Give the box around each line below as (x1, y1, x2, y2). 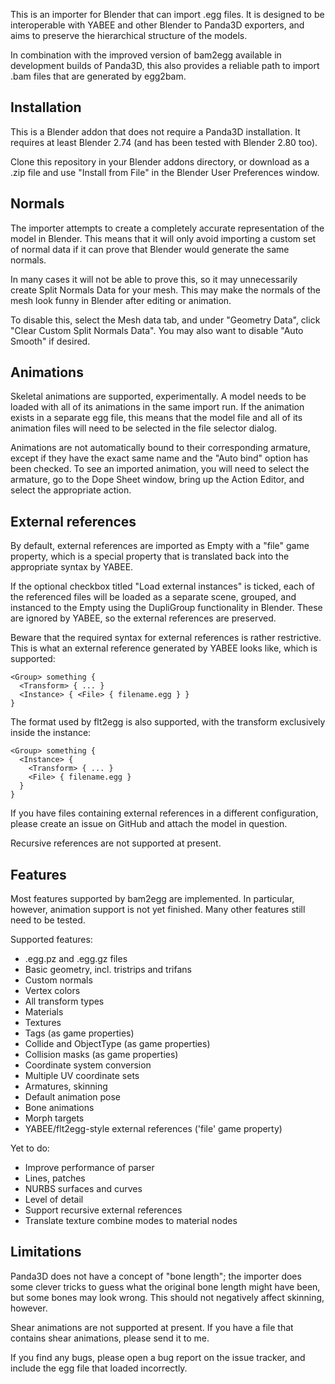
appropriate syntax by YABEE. (10, 561, 134, 573)
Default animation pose (24, 1091, 122, 1103)
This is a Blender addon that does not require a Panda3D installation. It (10, 125, 301, 138)
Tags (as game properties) (24, 1027, 135, 1039)
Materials (24, 1006, 64, 1018)
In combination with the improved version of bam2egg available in (10, 49, 282, 61)
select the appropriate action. (10, 484, 132, 496)
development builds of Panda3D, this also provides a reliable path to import (10, 60, 320, 71)
